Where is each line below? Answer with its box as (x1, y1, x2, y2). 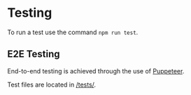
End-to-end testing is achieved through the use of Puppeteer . (7, 66, 185, 75)
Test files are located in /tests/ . (7, 80, 97, 89)
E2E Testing (7, 48, 61, 60)
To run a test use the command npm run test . (7, 28, 139, 36)
